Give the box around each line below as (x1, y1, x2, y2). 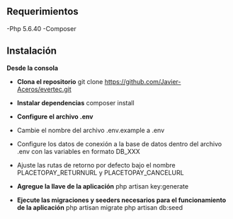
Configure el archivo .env (16, 112, 93, 121)
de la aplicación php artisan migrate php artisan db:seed (16, 203, 183, 211)
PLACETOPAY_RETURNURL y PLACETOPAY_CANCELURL (16, 168, 185, 177)
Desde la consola (6, 64, 58, 72)
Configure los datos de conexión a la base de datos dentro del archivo (16, 139, 222, 148)
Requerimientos (6, 6, 79, 18)
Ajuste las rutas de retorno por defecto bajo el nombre (16, 160, 176, 169)
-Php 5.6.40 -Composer (6, 24, 76, 32)
